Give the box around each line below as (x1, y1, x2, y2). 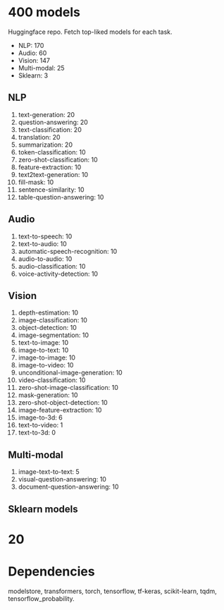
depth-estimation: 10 (18, 308, 79, 317)
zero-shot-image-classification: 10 (18, 384, 118, 392)
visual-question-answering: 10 (18, 475, 106, 484)
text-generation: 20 (18, 110, 75, 118)
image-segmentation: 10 (18, 331, 89, 339)
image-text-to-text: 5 (18, 468, 80, 476)
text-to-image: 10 (18, 338, 69, 347)
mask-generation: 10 (18, 391, 78, 399)
